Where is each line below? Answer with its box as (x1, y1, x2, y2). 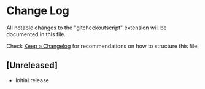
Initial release (15, 76, 49, 83)
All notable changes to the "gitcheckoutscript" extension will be (6, 24, 167, 31)
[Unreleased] (6, 60, 58, 71)
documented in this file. (6, 30, 66, 37)
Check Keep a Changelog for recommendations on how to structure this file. (6, 42, 199, 50)
